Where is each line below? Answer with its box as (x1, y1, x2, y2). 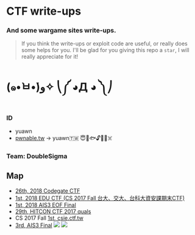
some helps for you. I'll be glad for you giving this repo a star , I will (21, 47, 190, 54)
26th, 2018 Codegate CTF (15, 187, 80, 194)
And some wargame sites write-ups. (6, 26, 116, 35)
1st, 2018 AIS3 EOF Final (15, 201, 76, 209)
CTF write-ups (6, 4, 81, 18)
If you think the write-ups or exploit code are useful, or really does (21, 40, 188, 47)
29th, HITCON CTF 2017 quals (15, 207, 91, 215)
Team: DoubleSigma (6, 152, 68, 160)
